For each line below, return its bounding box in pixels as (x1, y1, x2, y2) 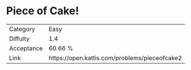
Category (9, 25, 36, 33)
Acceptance (9, 44, 43, 52)
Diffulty (9, 34, 30, 43)
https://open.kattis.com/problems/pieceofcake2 (48, 53, 182, 62)
